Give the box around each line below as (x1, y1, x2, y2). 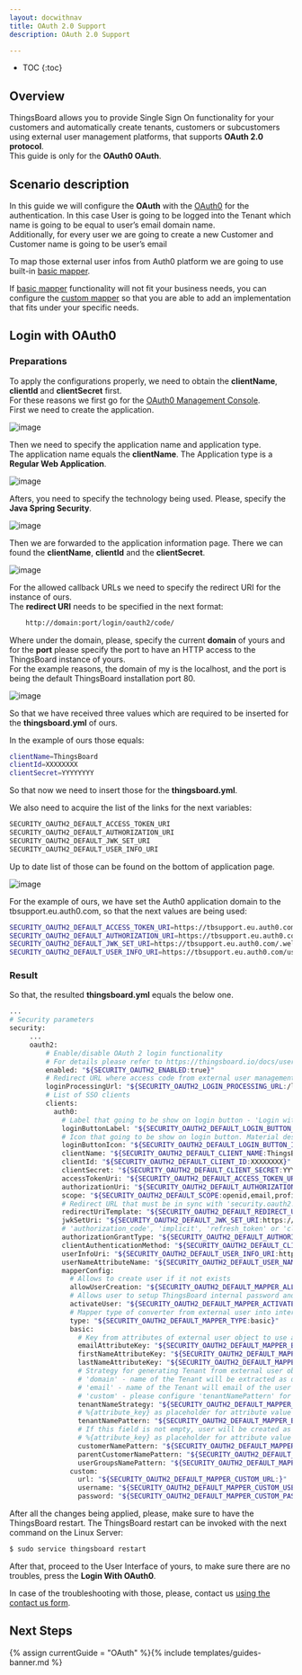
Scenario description (9, 176, 129, 192)
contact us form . (9, 1597, 71, 1608)
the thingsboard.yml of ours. (9, 717, 119, 728)
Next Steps (9, 1624, 73, 1639)
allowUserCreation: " (69, 1283, 151, 1292)
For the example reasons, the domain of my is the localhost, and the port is (9, 663, 287, 674)
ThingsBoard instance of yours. (9, 654, 126, 664)
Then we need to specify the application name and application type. (9, 439, 262, 450)
